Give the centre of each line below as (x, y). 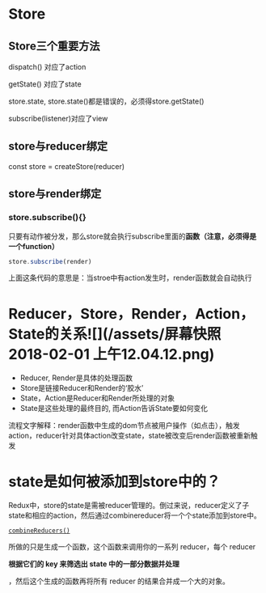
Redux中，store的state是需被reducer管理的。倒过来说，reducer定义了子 (129, 506)
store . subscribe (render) (50, 261)
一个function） (34, 246)
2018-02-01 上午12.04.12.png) (112, 354)
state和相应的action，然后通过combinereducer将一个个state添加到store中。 (135, 515)
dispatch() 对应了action (47, 67)
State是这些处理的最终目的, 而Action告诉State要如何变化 (114, 409)
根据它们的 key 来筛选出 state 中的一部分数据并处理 (94, 564)
